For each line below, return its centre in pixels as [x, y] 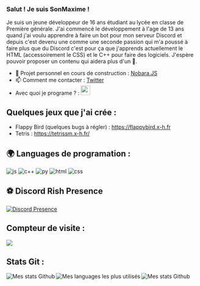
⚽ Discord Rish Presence [55, 191]
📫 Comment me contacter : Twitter [59, 80]
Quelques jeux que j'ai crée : [62, 112]
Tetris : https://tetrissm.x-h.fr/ [52, 134]
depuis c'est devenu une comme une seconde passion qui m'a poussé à [97, 42]
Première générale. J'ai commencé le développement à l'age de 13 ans [95, 29]
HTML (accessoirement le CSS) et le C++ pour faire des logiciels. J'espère [100, 55]
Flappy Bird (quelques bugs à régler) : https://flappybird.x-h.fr [93, 127]
